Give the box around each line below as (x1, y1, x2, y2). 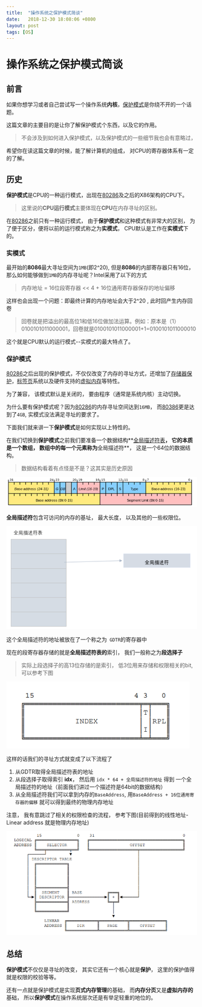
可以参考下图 (21, 669, 53, 676)
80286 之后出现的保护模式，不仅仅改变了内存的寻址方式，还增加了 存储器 (6, 370, 187, 377)
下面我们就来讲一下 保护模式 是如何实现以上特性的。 (6, 423, 134, 430)
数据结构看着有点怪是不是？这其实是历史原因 (21, 464, 133, 472)
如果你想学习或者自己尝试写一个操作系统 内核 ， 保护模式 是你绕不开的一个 (6, 101, 186, 109)
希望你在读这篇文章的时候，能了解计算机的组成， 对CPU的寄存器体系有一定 (6, 147, 194, 155)
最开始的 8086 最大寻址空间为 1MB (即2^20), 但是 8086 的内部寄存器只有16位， (6, 264, 195, 271)
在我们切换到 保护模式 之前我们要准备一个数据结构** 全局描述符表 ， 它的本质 (6, 437, 194, 444)
